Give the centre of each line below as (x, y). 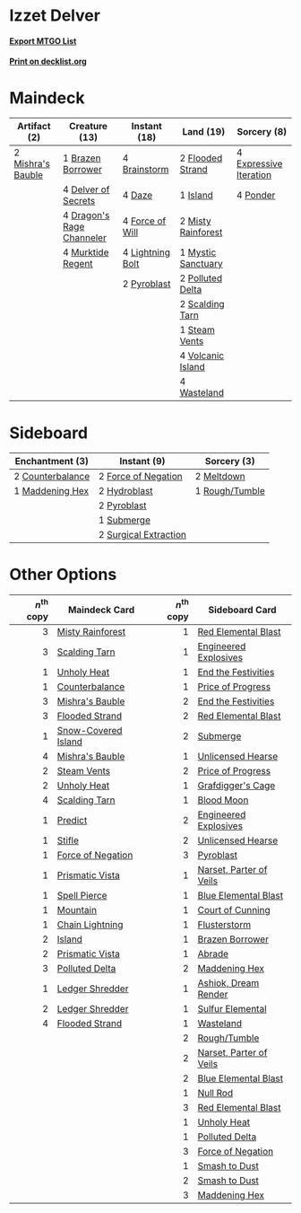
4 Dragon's (86, 215)
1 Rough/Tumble (230, 491)
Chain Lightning (90, 924)
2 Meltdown (220, 477)
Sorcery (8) (262, 132)
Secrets (79, 201)
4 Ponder (256, 196)
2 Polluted (201, 278)
